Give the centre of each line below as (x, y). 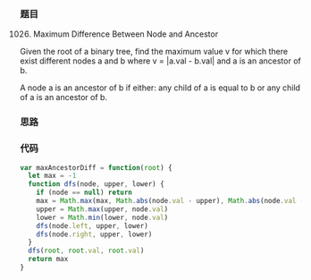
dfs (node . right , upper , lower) (94, 234)
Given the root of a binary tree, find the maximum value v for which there (154, 52)
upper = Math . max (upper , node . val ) (102, 209)
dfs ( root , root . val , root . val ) (86, 251)
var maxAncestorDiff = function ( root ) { (97, 167)
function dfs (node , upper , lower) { (96, 184)
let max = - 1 (52, 176)
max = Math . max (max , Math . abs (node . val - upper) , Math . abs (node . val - (170, 201)
